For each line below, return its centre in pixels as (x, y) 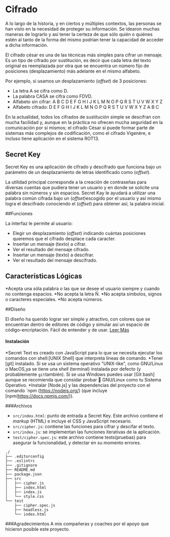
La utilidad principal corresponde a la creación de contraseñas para (76, 182)
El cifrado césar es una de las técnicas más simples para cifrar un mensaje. (84, 55)
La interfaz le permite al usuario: (39, 223)
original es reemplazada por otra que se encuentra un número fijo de (77, 66)
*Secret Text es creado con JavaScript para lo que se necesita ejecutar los (84, 352)
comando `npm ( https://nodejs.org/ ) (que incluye (56, 391)
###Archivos (19, 406)
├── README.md (20, 470)
